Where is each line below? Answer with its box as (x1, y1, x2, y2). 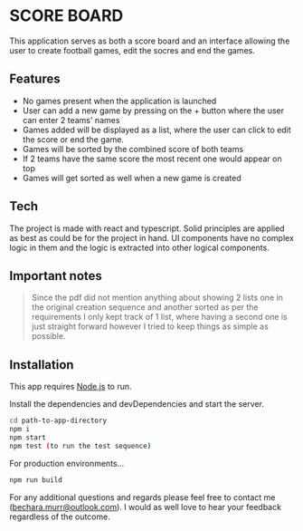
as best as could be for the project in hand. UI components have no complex (9, 232, 294, 243)
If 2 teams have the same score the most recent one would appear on (22, 153, 282, 164)
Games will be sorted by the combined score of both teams (22, 143, 244, 154)
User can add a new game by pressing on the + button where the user (22, 105, 285, 116)
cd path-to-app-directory (9, 416, 107, 426)
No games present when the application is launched (22, 95, 217, 106)
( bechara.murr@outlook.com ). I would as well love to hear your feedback (9, 501, 282, 512)
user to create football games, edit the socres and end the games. (9, 44, 255, 55)
